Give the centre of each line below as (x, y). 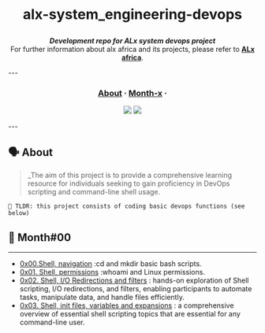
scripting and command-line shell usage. (94, 192)
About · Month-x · (132, 94)
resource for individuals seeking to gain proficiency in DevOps (129, 183)
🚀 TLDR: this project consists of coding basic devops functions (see (127, 206)
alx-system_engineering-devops (132, 15)
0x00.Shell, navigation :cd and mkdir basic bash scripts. (111, 264)
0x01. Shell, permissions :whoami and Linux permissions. (112, 272)
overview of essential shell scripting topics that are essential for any (130, 314)
